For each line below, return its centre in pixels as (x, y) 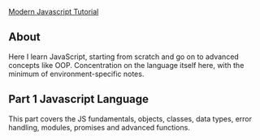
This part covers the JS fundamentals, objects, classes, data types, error (130, 119)
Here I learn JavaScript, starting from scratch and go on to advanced (124, 57)
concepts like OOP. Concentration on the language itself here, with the (126, 65)
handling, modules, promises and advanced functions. (100, 127)
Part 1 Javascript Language (78, 99)
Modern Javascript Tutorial (54, 12)
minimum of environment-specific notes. (76, 74)
